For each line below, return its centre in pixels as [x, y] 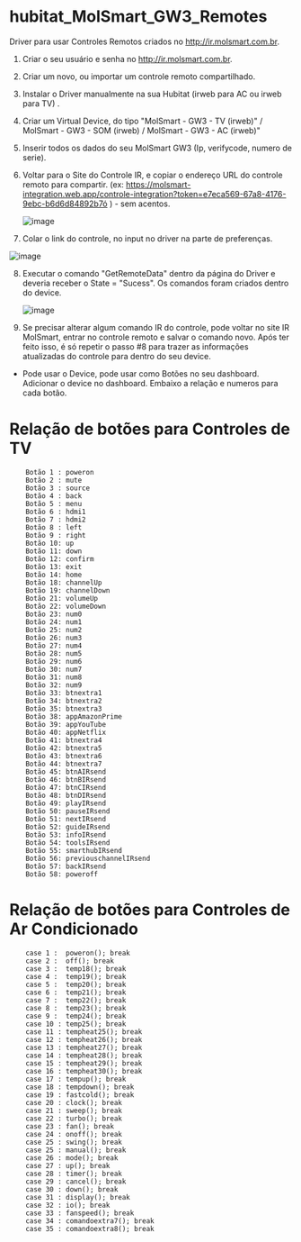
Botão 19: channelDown [68, 590]
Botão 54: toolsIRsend [68, 843]
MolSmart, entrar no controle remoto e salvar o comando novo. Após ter [156, 337]
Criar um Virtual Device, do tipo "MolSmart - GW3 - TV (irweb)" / [142, 121]
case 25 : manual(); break [76, 1150]
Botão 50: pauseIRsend [68, 811]
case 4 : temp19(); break [76, 976]
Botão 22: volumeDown [66, 606]
